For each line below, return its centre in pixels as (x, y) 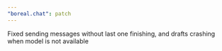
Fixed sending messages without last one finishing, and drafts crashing (111, 34)
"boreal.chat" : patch (39, 14)
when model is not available (48, 41)
